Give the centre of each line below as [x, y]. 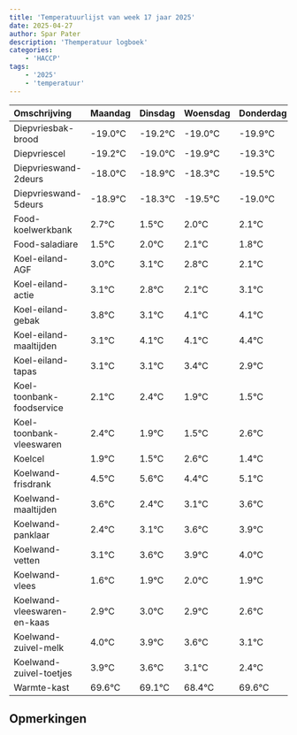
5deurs [29, 204]
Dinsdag [157, 113]
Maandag [110, 113]
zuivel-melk [39, 647]
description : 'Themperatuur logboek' [79, 42]
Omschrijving [43, 113]
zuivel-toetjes [43, 673]
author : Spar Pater [45, 34]
